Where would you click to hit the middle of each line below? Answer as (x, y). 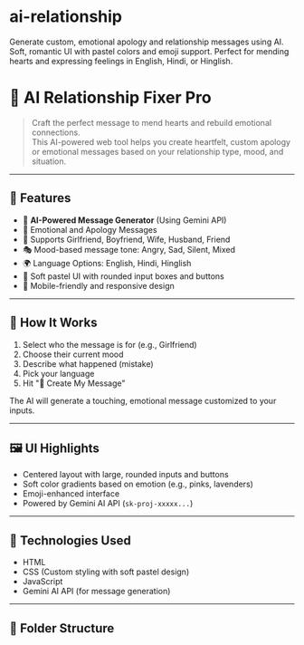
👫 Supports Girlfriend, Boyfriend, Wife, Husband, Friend (126, 239)
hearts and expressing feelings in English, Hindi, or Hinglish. (121, 61)
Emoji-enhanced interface (71, 494)
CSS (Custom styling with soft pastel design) (106, 572)
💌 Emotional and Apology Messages (90, 229)
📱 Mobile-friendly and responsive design (98, 285)
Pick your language (58, 373)
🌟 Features (40, 198)
